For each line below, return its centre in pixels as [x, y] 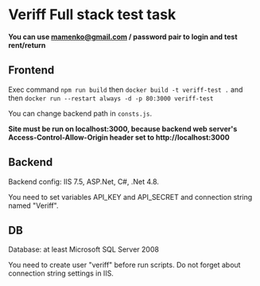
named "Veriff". [33, 206]
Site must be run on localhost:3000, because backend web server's [123, 128]
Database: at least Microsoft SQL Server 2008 [83, 249]
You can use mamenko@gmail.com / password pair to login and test [123, 37]
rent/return [27, 45]
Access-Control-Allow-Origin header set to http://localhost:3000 [119, 137]
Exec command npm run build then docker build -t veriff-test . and [126, 89]
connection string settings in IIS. [61, 273]
